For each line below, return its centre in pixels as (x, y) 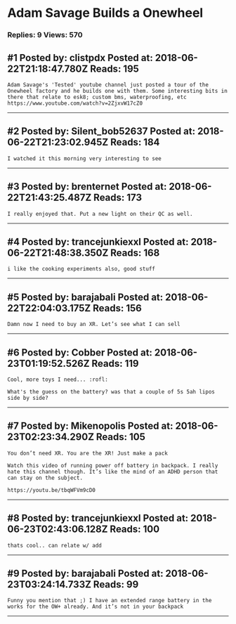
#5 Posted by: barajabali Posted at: (85, 297)
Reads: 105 (121, 437)
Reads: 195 (114, 69)
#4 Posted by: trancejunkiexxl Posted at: (98, 241)
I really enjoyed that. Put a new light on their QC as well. (100, 214)
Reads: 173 (118, 198)
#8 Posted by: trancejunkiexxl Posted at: (98, 518)
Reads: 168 (135, 253)
